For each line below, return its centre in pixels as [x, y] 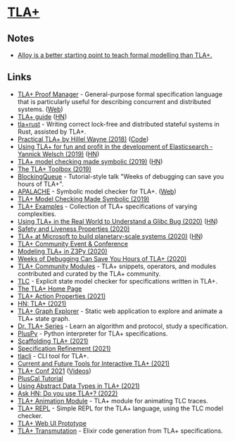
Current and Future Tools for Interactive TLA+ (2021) [94, 363]
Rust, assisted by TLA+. [52, 132]
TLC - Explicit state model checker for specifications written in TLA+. [118, 281]
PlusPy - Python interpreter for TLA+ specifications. [93, 333]
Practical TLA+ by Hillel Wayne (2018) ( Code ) [83, 139]
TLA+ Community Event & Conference [73, 244]
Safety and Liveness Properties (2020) [74, 229]
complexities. [37, 214]
